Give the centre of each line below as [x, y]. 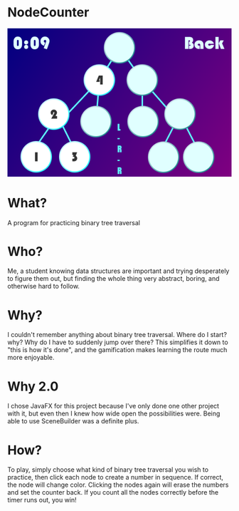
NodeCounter [48, 12]
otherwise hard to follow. [44, 287]
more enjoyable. [31, 358]
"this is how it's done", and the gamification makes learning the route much [117, 350]
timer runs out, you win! [42, 500]
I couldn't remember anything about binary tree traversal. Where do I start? [117, 335]
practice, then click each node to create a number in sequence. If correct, [116, 478]
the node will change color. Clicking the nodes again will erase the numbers [118, 485]
